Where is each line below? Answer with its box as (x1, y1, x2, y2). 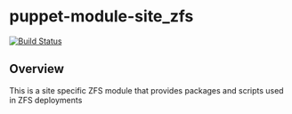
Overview (9, 61, 65, 77)
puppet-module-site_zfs (9, 6, 194, 27)
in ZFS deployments (9, 94, 83, 105)
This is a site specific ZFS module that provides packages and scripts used (9, 85, 284, 95)
